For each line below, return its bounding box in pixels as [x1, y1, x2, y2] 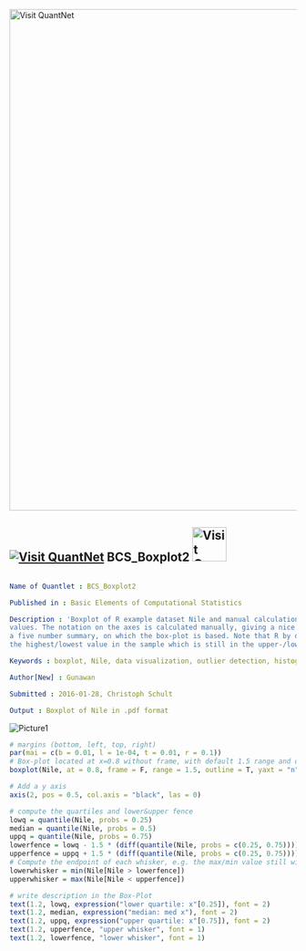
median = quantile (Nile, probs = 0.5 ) [9, 823, 157, 833]
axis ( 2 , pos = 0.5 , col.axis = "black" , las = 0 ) [9, 790, 202, 800]
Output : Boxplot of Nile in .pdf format [9, 706, 169, 715]
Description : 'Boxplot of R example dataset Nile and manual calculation [9, 615, 300, 624]
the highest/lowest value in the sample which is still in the [9, 640, 255, 649]
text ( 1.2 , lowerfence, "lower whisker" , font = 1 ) [9, 934, 206, 943]
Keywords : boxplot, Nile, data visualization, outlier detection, [9, 656, 271, 666]
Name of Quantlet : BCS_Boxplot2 [9, 582, 137, 591]
